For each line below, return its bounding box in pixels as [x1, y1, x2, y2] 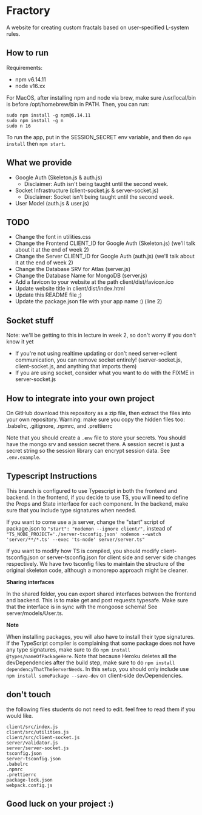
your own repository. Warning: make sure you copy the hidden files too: [6, 416, 185, 423]
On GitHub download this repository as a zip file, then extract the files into [6, 410, 191, 416]
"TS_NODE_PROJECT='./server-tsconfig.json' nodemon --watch [6, 531, 162, 537]
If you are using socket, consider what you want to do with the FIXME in [15, 369, 195, 377]
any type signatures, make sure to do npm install [6, 645, 130, 653]
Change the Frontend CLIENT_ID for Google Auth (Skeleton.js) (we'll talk [15, 239, 196, 247]
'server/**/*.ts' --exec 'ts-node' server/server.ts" [6, 536, 146, 543]
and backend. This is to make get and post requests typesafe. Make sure [6, 596, 189, 604]
